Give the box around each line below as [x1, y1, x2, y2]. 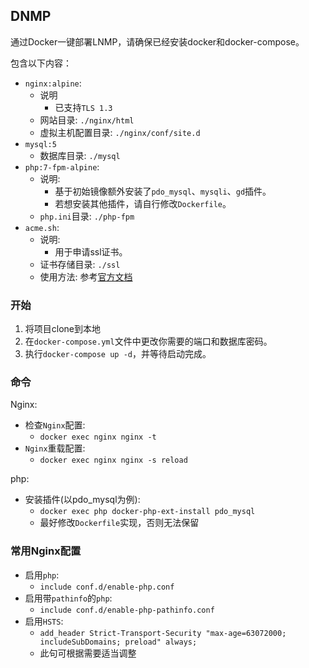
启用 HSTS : [24, 615, 64, 627]
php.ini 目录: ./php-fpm [39, 210, 135, 222]
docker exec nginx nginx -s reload [39, 455, 188, 466]
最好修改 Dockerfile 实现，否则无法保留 [39, 517, 200, 529]
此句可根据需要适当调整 [39, 647, 137, 659]
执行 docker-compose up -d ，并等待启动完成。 [24, 348, 212, 360]
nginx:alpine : [24, 77, 82, 89]
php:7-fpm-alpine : [24, 160, 100, 173]
